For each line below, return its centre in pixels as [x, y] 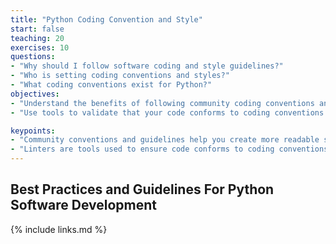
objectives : [35, 94]
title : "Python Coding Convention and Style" [106, 19]
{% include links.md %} [59, 229]
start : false [37, 29]
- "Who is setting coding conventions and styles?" [120, 76]
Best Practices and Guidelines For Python [142, 189]
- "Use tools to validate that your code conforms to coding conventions [167, 112]
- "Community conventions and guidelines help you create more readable [165, 140]
